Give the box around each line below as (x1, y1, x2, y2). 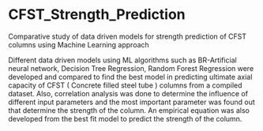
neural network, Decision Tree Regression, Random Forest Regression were (8, 63, 254, 73)
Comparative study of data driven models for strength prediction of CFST (8, 32, 247, 41)
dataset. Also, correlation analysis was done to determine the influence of (8, 88, 249, 98)
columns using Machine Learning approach (8, 39, 150, 49)
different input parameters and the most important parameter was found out (8, 97, 255, 107)
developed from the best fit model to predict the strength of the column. (8, 114, 242, 123)
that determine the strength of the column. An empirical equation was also (8, 105, 250, 115)
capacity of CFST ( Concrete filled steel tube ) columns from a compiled (8, 80, 242, 90)
